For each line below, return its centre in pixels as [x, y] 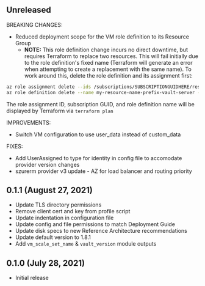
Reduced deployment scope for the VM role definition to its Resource [102, 37]
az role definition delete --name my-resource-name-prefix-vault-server [101, 92]
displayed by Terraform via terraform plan [60, 111]
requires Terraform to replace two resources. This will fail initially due [111, 56]
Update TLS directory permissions [58, 205]
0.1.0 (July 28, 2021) [46, 263]
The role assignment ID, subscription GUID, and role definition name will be [101, 104]
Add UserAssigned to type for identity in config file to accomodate [99, 158]
